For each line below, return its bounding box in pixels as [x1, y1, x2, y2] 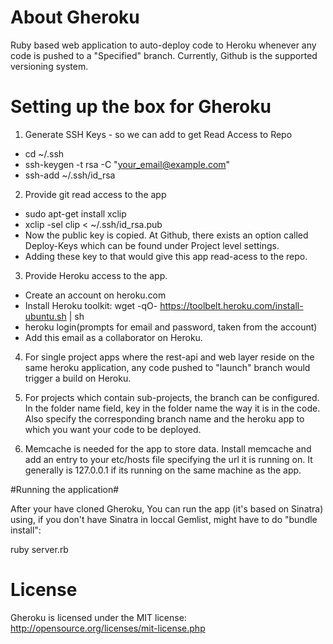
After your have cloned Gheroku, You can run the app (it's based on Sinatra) [10, 502, 324, 515]
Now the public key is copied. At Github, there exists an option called [24, 229, 309, 241]
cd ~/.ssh [24, 147, 65, 160]
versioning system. [10, 60, 89, 72]
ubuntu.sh [24, 310, 67, 322]
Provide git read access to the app [24, 188, 167, 200]
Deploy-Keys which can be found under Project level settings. [24, 239, 280, 251]
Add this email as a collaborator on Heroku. [24, 331, 203, 343]
